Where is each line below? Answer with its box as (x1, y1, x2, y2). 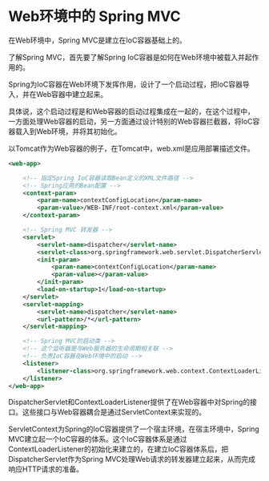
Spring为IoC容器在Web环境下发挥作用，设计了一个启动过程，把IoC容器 (8, 79, 243, 89)
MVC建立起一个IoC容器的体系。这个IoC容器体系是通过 (8, 435, 187, 444)
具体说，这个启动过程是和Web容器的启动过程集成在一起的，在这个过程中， (8, 106, 255, 116)
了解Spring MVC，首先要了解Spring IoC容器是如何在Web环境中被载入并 (8, 52, 246, 62)
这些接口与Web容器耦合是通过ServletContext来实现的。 (22, 407, 207, 417)
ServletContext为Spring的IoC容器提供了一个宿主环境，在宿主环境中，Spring (8, 424, 260, 434)
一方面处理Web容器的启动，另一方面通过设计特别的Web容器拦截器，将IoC (8, 116, 254, 126)
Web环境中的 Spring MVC (8, 7, 182, 26)
